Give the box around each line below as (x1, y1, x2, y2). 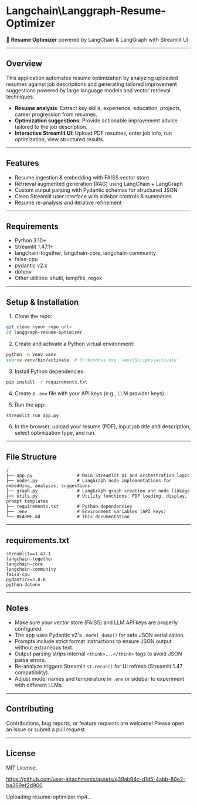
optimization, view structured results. (14, 135, 104, 142)
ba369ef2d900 (6, 781, 43, 789)
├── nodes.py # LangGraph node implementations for (6, 478, 172, 484)
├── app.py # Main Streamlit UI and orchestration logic (6, 472, 191, 479)
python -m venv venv (6, 351, 57, 357)
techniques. (6, 93, 35, 100)
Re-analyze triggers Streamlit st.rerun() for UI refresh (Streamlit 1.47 (14, 662, 183, 670)
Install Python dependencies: (14, 368, 85, 375)
